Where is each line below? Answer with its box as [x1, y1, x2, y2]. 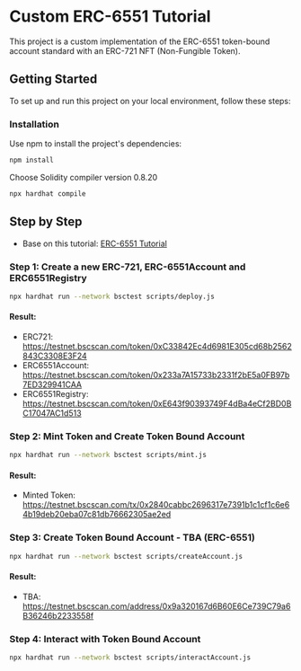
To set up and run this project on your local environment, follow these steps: [9, 95, 291, 106]
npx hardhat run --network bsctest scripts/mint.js [9, 451, 207, 460]
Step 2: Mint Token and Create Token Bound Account [9, 429, 245, 442]
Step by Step [9, 214, 83, 230]
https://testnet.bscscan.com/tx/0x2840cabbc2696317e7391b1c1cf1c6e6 [22, 499, 290, 510]
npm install [9, 155, 54, 165]
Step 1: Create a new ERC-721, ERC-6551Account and [9, 260, 246, 273]
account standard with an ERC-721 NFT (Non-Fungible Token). [9, 45, 241, 56]
